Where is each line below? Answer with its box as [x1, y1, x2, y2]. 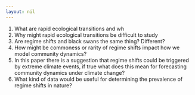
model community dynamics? [14, 50, 87, 57]
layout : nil [5, 8, 35, 15]
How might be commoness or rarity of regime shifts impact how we [14, 44, 180, 51]
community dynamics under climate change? [14, 69, 125, 76]
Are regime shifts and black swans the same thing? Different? [14, 37, 165, 45]
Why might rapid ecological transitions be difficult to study [14, 31, 159, 39]
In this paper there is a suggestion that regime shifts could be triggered [14, 56, 189, 64]
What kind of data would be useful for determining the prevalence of [14, 75, 183, 83]
